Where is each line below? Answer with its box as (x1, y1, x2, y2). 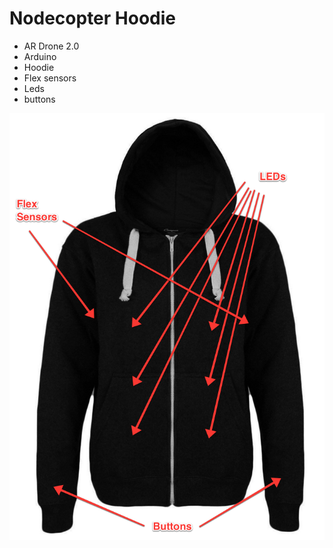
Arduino (23, 50, 57, 62)
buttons (23, 93, 56, 105)
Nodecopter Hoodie (9, 7, 177, 30)
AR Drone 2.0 (23, 40, 80, 52)
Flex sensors (23, 72, 77, 84)
